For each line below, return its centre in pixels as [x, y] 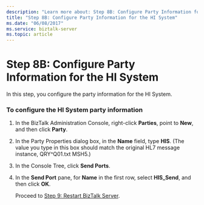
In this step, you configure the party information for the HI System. [89, 94]
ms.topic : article [29, 35]
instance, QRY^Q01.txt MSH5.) [53, 154]
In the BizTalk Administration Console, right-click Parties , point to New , [104, 123]
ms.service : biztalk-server [42, 29]
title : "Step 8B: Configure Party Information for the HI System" [92, 18]
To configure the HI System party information [75, 110]
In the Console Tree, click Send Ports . [63, 166]
